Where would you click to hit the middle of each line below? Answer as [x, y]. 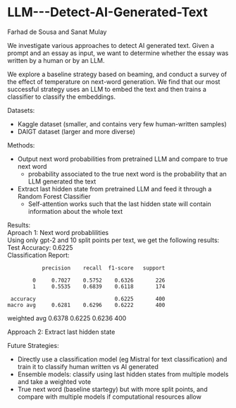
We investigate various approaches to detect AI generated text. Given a [111, 45]
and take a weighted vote [54, 381]
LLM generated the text [62, 181]
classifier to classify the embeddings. [62, 97]
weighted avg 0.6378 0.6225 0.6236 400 [67, 318]
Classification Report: [38, 255]
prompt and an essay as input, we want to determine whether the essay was [118, 53]
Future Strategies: [33, 345]
